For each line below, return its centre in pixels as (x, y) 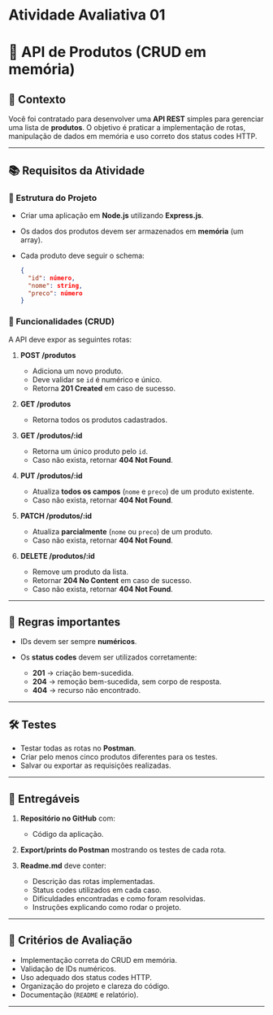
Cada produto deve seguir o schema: (82, 255)
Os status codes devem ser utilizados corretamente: (108, 657)
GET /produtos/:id (51, 435)
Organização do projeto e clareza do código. (95, 986)
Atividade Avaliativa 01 (87, 15)
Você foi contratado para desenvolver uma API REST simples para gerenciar (136, 119)
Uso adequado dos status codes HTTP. (86, 977)
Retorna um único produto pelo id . (90, 451)
